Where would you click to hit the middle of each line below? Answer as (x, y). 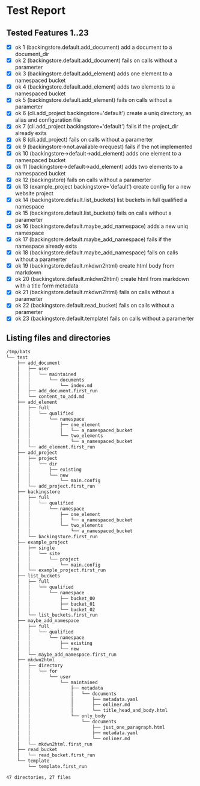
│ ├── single (36, 548)
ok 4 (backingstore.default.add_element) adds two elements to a (95, 87)
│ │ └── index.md (55, 385)
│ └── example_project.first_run (62, 570)
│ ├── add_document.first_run (57, 391)
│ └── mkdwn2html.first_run (55, 744)
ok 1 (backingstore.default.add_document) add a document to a (93, 47)
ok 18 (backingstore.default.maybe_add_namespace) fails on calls (96, 253)
